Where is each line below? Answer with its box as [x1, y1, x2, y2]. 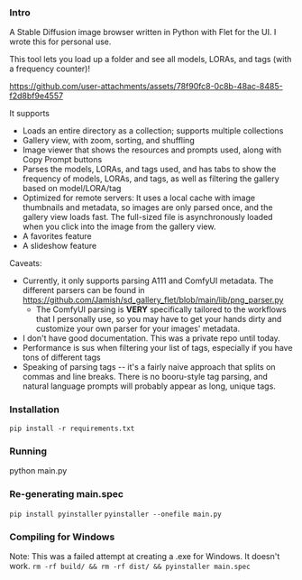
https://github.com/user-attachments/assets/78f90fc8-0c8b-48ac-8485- [9, 81, 283, 92]
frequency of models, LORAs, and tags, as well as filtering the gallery [22, 173, 279, 184]
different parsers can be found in [22, 285, 146, 296]
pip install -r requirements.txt [9, 424, 135, 433]
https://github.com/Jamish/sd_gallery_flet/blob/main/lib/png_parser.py [22, 295, 284, 306]
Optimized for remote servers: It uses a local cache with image [22, 192, 255, 204]
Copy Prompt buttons [22, 154, 103, 165]
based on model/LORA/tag [22, 183, 122, 194]
